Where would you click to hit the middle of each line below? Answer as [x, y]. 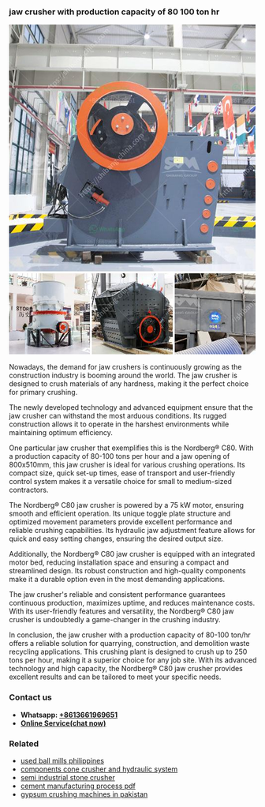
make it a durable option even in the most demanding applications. [117, 580]
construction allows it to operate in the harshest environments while [119, 424]
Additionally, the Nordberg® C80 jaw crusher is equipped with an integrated [132, 554]
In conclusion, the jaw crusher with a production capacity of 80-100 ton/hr [130, 635]
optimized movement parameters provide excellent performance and [121, 522]
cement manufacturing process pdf [78, 786]
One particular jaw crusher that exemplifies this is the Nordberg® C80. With [132, 448]
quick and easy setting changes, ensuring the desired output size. [116, 539]
